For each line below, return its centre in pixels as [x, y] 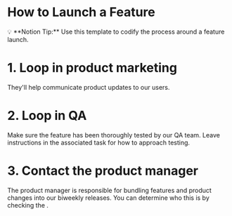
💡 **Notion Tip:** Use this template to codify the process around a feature [116, 32]
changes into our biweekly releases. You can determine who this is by [108, 198]
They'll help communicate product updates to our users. [89, 87]
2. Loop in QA [47, 116]
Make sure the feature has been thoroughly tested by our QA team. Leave [114, 135]
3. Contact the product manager [103, 171]
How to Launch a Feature [82, 12]
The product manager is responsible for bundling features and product [110, 190]
